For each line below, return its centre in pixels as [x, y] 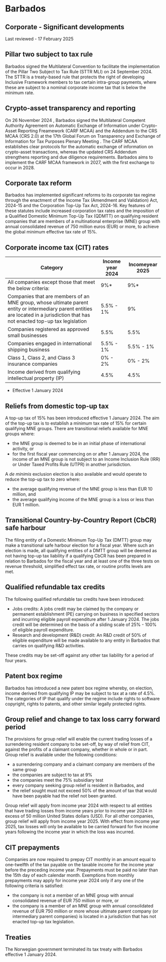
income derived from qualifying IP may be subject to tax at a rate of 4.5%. [80, 693]
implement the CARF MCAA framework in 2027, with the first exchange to [80, 162]
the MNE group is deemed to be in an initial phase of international [79, 444]
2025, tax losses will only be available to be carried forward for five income [82, 827]
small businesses [28, 336]
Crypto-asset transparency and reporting [70, 108]
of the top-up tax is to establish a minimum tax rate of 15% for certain [76, 423]
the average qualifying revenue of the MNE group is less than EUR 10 [83, 489]
